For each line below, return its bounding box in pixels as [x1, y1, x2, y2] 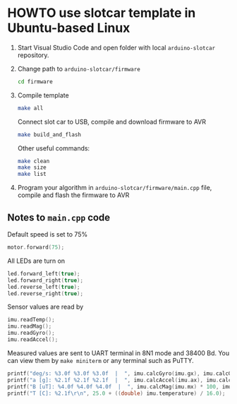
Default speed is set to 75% [7, 230, 88, 238]
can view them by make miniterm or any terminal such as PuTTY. [7, 356, 194, 364]
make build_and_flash [17, 131, 81, 138]
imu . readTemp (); [7, 316, 55, 323]
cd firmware [17, 78, 53, 85]
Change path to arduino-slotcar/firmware [17, 64, 141, 73]
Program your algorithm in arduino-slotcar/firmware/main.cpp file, [17, 184, 212, 192]
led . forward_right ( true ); [7, 277, 83, 284]
